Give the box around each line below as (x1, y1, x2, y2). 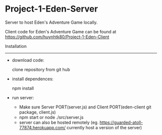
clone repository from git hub (12, 66, 70, 72)
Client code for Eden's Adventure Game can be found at (5, 29, 117, 34)
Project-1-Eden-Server (5, 3, 98, 15)
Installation (5, 43, 27, 49)
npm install (12, 85, 34, 91)
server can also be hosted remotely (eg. (19, 120, 99, 125)
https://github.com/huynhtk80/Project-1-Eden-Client (5, 34, 109, 40)
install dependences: (12, 76, 54, 82)
